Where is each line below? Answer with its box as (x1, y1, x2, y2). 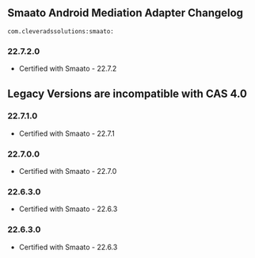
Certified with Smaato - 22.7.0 (18, 167, 117, 176)
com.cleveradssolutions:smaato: (7, 27, 114, 35)
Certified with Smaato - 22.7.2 (18, 64, 117, 74)
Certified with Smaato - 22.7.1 (18, 129, 116, 138)
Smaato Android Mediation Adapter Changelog (7, 6, 243, 20)
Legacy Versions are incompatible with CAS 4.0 (7, 87, 247, 100)
